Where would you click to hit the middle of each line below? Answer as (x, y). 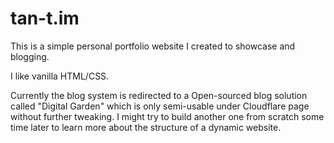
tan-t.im (45, 18)
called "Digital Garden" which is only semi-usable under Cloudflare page (160, 106)
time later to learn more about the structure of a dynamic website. (146, 127)
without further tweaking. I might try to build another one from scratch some (167, 116)
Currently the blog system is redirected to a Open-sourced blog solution (159, 95)
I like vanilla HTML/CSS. (60, 76)
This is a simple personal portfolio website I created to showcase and (153, 46)
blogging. (30, 56)
